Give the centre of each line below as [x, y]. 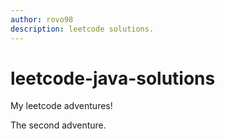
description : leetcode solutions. [82, 29]
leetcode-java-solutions [113, 78]
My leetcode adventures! [61, 106]
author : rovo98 [42, 19]
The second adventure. [58, 125]
